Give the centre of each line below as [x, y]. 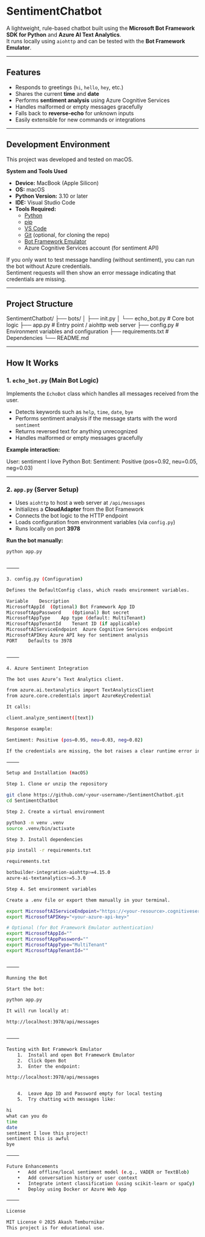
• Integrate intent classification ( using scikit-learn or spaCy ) [106, 1183]
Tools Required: [36, 209]
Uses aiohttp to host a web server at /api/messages [80, 503]
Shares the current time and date [57, 93]
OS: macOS [30, 189]
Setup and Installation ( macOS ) [47, 773]
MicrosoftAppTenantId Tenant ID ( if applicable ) [73, 624]
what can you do [27, 1116]
